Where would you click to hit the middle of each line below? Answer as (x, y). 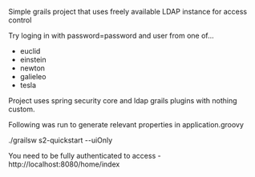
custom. (22, 109)
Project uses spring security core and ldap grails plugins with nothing (123, 101)
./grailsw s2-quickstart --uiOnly (61, 140)
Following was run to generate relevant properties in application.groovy (126, 125)
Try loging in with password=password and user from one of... (111, 36)
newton (32, 68)
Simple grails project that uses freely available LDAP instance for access (128, 12)
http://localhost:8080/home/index (64, 164)
